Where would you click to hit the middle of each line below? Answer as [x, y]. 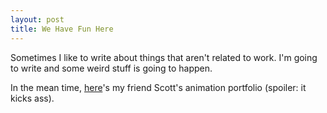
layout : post [37, 19]
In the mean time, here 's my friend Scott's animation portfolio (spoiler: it [158, 87]
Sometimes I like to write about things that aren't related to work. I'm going [164, 57]
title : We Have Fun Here [62, 29]
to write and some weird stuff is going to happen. [111, 68]
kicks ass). [32, 98]
